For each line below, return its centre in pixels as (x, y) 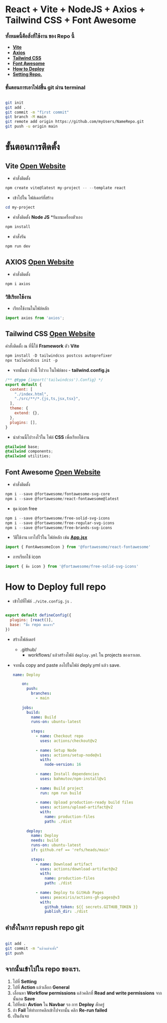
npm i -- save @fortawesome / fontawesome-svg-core (58, 494)
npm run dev (18, 246)
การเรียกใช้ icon (27, 557)
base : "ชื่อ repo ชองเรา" (32, 625)
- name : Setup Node (56, 750)
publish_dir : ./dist (66, 912)
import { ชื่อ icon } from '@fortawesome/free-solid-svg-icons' (72, 567)
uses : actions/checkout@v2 (69, 741)
